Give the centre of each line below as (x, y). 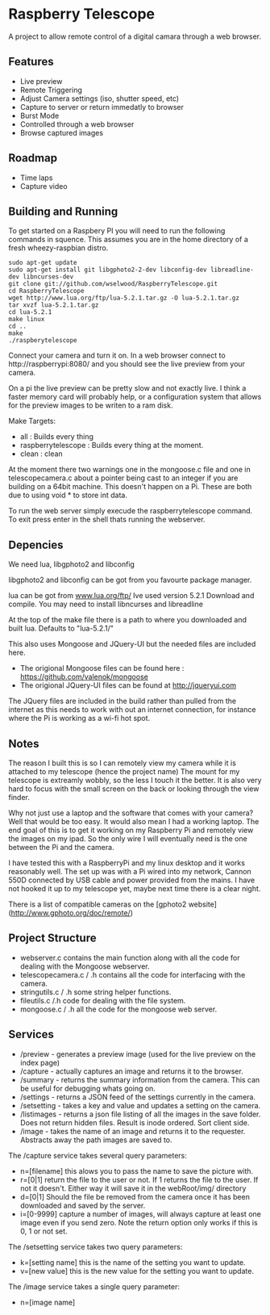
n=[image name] (48, 1302)
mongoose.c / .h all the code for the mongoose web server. (118, 1009)
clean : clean (41, 454)
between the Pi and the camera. (61, 847)
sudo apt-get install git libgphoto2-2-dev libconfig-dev (108, 270)
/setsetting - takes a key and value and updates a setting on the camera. (140, 1105)
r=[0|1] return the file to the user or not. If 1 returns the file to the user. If (139, 1179)
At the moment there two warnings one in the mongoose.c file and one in (130, 470)
